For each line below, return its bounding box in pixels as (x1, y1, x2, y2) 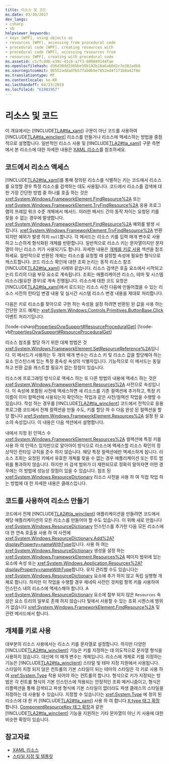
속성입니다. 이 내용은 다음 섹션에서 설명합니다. (14, 419, 105, 425)
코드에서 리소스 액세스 (5, 163, 69, 171)
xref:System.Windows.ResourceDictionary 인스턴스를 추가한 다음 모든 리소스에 (5, 523, 164, 529)
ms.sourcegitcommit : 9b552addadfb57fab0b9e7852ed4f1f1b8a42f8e (5, 68, 141, 73)
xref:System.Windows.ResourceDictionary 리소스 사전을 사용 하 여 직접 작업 (5, 474, 158, 480)
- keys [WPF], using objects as (5, 36, 73, 41)
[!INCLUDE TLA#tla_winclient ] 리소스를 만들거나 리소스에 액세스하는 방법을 (5, 134, 153, 140)
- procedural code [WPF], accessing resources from (5, 49, 116, 54)
